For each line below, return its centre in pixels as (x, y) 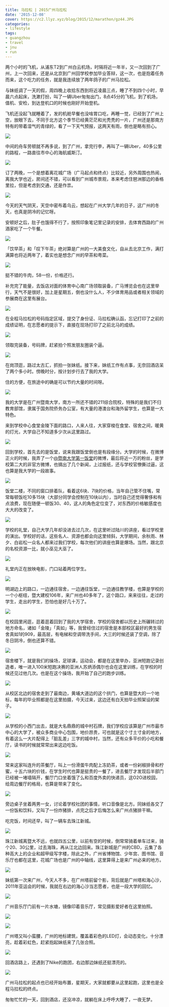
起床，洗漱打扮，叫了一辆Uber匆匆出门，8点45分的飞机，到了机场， (89, 97)
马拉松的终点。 (25, 988)
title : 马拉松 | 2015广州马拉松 (36, 10)
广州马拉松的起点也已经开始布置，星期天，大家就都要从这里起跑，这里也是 (82, 982)
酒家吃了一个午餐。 (25, 228)
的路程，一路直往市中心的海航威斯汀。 (45, 152)
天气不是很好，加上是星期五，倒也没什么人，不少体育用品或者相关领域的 (89, 292)
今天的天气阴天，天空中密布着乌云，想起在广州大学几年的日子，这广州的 (80, 205)
